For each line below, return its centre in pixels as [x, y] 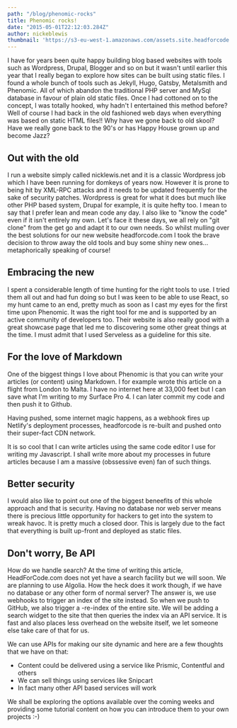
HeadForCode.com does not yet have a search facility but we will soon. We [117, 578]
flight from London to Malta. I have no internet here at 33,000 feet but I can [117, 389]
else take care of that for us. [48, 630]
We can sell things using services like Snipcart [85, 681]
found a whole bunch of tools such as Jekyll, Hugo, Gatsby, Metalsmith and [117, 83]
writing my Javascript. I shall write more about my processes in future [109, 454]
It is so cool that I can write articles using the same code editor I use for [111, 446]
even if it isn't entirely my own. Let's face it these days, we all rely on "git [114, 220]
